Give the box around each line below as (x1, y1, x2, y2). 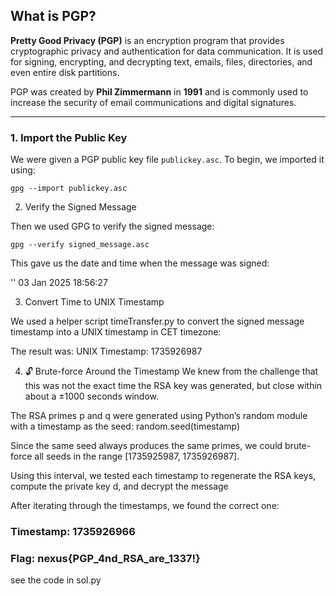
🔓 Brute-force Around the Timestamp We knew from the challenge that (24, 365, 319, 378)
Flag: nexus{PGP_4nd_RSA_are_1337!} (10, 551, 201, 565)
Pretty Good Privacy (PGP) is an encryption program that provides (10, 34, 285, 46)
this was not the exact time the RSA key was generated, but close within (24, 380, 323, 392)
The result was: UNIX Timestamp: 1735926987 (10, 345, 203, 358)
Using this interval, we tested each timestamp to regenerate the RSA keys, (10, 470, 317, 482)
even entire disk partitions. (10, 66, 120, 78)
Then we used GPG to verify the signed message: (10, 220, 215, 233)
